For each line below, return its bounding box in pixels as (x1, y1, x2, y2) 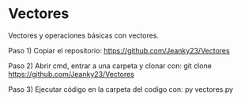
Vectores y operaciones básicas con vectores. (8, 31, 160, 40)
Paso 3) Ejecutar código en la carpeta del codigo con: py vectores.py (8, 84, 234, 94)
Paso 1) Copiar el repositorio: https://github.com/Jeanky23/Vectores (8, 46, 231, 55)
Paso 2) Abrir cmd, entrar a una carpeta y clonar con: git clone (8, 60, 212, 71)
